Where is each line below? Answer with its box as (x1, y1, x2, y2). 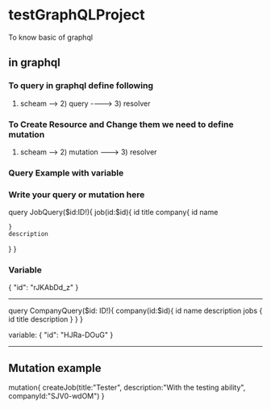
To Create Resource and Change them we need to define (8, 119, 234, 130)
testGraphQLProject (8, 6, 145, 24)
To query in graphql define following (8, 80, 153, 91)
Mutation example (8, 361, 102, 375)
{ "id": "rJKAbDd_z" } (8, 283, 79, 293)
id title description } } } (8, 314, 83, 324)
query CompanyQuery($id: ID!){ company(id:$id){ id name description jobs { (8, 306, 263, 316)
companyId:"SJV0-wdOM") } (8, 391, 105, 401)
